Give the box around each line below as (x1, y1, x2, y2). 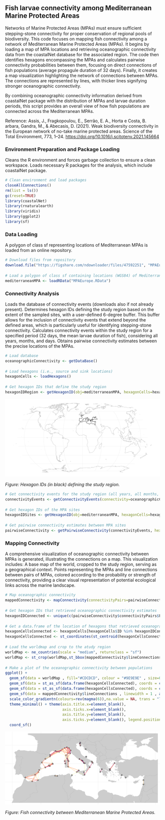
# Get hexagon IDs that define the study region (5, 385, 107, 390)
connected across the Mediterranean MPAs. (5, 108, 94, 114)
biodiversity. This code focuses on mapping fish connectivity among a (5, 36, 147, 41)
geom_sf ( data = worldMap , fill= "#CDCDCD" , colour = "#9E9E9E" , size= (9, 676, 160, 681)
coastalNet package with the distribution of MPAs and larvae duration (5, 98, 146, 104)
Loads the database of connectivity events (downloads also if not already (5, 301, 154, 307)
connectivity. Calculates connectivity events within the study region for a (5, 327, 152, 333)
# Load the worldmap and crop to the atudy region (5, 644, 111, 649)
